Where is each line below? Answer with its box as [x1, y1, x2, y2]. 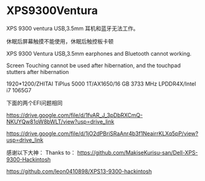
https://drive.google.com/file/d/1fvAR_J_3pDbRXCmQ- [6, 111, 143, 119]
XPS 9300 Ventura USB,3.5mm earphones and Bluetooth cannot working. [6, 50, 192, 57]
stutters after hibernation [6, 68, 69, 75]
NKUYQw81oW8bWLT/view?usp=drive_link [6, 117, 114, 125]
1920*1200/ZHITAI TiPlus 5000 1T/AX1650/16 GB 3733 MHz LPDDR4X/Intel [6, 80, 196, 87]
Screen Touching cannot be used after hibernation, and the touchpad [6, 62, 181, 69]
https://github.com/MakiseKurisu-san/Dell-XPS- [77, 149, 198, 156]
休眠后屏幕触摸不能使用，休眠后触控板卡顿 [6, 37, 114, 45]
